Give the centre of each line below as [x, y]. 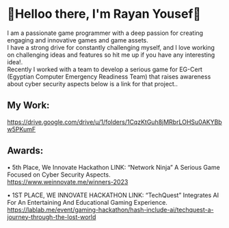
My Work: [28, 105]
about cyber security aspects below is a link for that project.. [92, 84]
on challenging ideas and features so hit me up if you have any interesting [111, 55]
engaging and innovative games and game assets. [78, 40]
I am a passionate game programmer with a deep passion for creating [105, 33]
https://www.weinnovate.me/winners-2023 [68, 181]
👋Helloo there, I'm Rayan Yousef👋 [104, 14]
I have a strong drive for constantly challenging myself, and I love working [111, 47]
